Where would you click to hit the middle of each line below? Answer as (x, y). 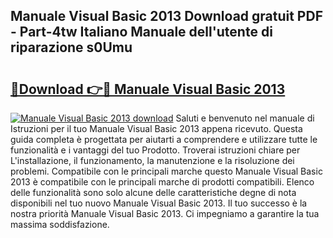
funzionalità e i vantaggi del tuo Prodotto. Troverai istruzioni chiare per (155, 150)
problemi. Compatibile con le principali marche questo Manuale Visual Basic (166, 171)
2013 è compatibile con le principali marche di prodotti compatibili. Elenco (162, 182)
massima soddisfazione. (60, 224)
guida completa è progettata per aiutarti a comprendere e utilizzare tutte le (164, 139)
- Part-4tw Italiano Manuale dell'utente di (141, 32)
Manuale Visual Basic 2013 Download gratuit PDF (166, 16)
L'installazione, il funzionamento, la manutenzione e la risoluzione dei (152, 160)
